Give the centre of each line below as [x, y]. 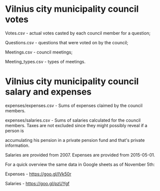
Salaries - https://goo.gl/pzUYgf [37, 183]
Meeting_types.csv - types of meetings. [45, 61]
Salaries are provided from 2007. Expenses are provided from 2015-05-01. [80, 155]
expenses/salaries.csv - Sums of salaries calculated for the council [73, 120]
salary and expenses [48, 92]
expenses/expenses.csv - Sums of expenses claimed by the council [74, 105]
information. [17, 145]
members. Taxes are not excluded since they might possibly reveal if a [76, 125]
